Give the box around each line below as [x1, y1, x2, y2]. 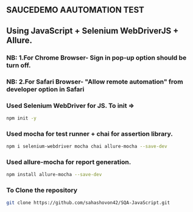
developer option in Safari [6, 85, 85, 93]
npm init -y [6, 115, 37, 121]
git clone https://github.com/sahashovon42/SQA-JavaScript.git [6, 200, 170, 206]
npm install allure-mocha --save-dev [6, 172, 102, 178]
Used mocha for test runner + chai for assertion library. [6, 129, 174, 138]
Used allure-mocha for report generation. [6, 158, 132, 166]
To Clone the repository [6, 186, 78, 194]
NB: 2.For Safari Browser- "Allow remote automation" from [6, 77, 184, 86]
